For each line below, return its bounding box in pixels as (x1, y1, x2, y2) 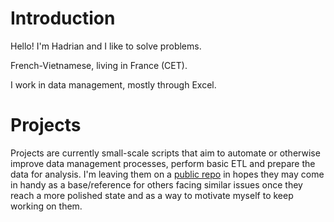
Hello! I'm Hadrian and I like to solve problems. (10, 40, 202, 52)
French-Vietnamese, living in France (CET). (10, 59, 188, 71)
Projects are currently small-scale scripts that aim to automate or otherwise (10, 147, 321, 159)
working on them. (10, 200, 83, 212)
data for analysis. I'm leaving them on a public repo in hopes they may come (10, 168, 325, 180)
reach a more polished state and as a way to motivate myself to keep (10, 189, 294, 201)
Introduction (10, 7, 116, 30)
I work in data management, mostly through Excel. (10, 78, 217, 91)
